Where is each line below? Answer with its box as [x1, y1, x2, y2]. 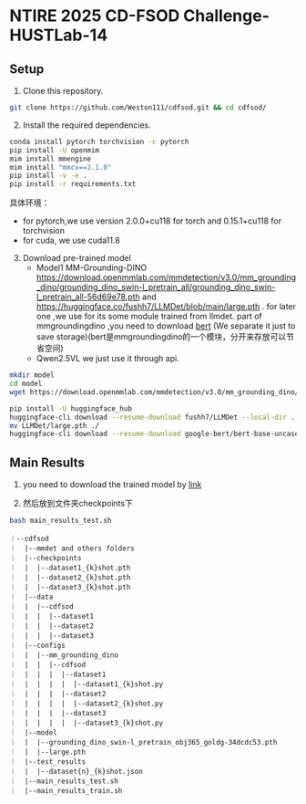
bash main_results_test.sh [9, 517, 112, 526]
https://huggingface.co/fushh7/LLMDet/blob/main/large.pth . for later [36, 301, 297, 312]
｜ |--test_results [9, 757, 87, 767]
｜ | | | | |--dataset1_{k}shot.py [9, 679, 164, 689]
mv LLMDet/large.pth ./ [9, 421, 100, 430]
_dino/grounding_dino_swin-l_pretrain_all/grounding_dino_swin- [36, 282, 276, 293]
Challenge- [183, 5, 270, 26]
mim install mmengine [9, 154, 92, 163]
